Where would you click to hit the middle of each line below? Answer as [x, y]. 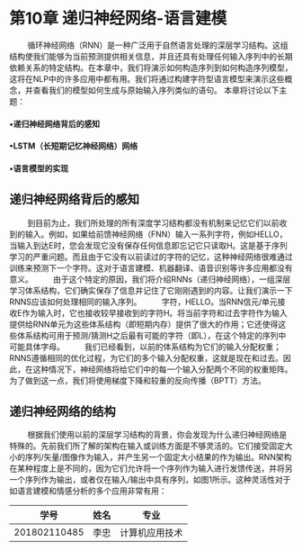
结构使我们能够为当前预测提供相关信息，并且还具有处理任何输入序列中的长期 [151, 56]
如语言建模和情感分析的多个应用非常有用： [88, 491]
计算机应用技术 [151, 533]
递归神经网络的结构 [62, 411]
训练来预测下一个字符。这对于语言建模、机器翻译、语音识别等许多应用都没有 [151, 267]
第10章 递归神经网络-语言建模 [118, 18]
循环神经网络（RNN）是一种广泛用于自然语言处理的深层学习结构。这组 [158, 45]
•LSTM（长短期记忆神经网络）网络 [74, 146]
